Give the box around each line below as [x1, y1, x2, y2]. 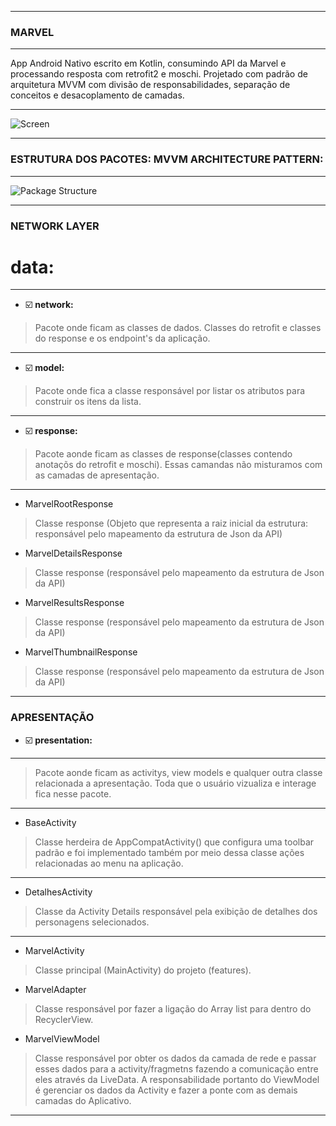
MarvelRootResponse [24, 498, 114, 510]
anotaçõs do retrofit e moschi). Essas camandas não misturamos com [34, 459, 323, 471]
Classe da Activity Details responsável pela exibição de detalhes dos [34, 905, 318, 917]
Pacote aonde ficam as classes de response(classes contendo [34, 448, 293, 460]
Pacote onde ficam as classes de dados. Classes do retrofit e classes [34, 322, 322, 334]
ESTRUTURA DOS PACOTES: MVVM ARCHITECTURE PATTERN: [10, 152, 324, 166]
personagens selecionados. [34, 916, 150, 928]
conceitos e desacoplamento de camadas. [10, 89, 185, 101]
